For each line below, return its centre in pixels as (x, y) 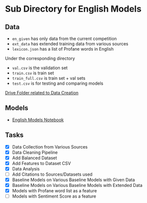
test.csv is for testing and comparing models (58, 83)
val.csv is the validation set (40, 68)
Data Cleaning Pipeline (35, 152)
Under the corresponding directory (40, 58)
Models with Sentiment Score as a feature (54, 196)
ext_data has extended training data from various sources (70, 44)
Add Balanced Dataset (35, 158)
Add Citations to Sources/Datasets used (52, 174)
